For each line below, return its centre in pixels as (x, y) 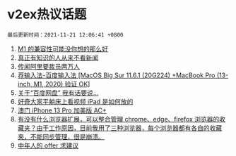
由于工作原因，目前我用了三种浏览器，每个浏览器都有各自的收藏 (129, 128)
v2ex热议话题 (47, 14)
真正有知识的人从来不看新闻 (58, 58)
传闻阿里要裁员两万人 (48, 66)
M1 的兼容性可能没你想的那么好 (63, 48)
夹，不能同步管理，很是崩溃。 (61, 136)
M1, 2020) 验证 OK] (62, 84)
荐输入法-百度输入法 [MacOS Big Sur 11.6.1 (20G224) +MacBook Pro (116, 75)
